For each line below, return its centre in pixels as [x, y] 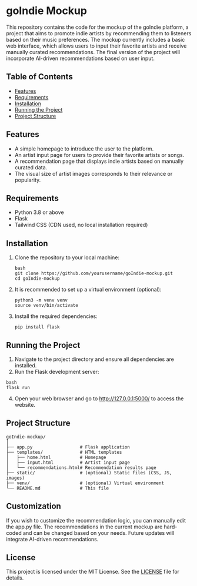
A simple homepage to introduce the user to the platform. [84, 149]
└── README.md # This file [58, 488]
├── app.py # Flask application [68, 447]
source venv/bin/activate [46, 306]
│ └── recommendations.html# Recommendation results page [81, 468]
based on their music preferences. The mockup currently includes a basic [96, 39]
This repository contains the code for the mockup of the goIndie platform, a [98, 27]
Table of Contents [40, 77]
